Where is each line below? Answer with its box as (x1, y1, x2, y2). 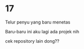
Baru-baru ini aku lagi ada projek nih (5, 28, 80, 34)
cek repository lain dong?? (5, 38, 60, 44)
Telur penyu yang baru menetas (5, 19, 71, 25)
